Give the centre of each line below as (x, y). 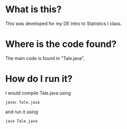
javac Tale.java (22, 102)
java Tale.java (21, 121)
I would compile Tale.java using (38, 93)
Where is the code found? (61, 44)
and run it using (22, 112)
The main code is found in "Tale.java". (45, 58)
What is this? (34, 9)
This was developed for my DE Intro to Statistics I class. (64, 23)
